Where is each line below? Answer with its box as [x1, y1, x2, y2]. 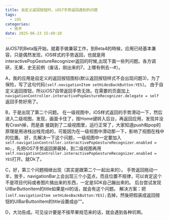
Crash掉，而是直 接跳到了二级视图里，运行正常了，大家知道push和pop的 [9, 122, 161, 128]
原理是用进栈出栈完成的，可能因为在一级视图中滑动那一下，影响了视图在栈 [5, 128, 160, 134]
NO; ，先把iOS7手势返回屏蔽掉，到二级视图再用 [5, 145, 102, 151]
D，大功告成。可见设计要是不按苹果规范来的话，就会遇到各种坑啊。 [5, 209, 146, 215]
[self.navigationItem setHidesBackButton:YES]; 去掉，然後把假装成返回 [5, 192, 156, 198]
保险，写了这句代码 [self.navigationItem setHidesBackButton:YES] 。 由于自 [5, 81, 163, 87]
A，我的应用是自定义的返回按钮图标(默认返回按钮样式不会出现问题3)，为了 [5, 75, 160, 81]
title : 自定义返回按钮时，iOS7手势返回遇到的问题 [5, 7, 98, 13]
